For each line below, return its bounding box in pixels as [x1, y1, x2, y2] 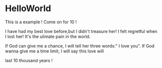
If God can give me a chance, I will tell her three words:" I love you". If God [5, 43, 155, 49]
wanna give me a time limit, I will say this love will [5, 48, 104, 54]
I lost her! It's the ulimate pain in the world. [5, 34, 91, 39]
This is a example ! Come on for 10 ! [5, 19, 77, 25]
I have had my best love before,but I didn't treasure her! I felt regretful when [5, 28, 158, 34]
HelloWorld [5, 3, 51, 14]
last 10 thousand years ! [5, 57, 53, 63]
